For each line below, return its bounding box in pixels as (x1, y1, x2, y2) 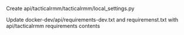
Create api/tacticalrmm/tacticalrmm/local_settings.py (6, 5, 135, 12)
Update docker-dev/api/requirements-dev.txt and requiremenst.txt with (6, 16, 179, 23)
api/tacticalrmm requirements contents (6, 23, 101, 29)
